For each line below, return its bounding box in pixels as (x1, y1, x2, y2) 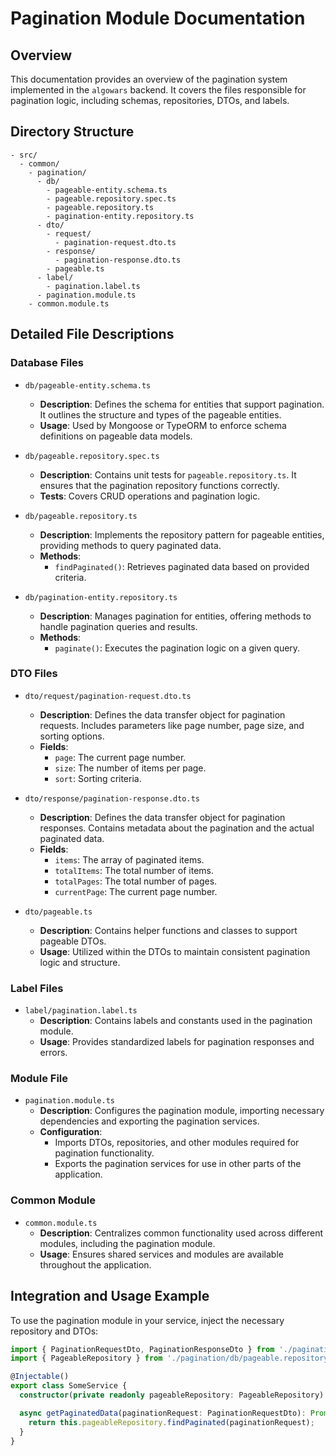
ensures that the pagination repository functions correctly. (39, 479, 280, 491)
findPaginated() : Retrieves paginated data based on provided (54, 560, 310, 572)
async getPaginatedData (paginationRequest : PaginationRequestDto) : (19, 1408, 307, 1418)
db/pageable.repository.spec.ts (24, 451, 160, 461)
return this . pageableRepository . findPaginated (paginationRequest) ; (28, 1417, 315, 1427)
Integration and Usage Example (10, 1288, 210, 1305)
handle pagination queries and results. (39, 620, 198, 632)
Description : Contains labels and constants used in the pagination (39, 1015, 313, 1027)
